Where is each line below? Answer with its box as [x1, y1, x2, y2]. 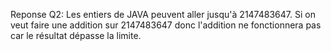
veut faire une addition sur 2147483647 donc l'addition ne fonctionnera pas [10, 19, 322, 31]
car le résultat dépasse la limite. [10, 30, 142, 41]
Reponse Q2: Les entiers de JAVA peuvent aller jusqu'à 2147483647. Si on [10, 9, 316, 20]
